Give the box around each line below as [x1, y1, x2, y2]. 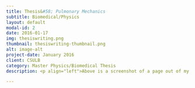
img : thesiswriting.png [6, 36, 64, 41]
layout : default [6, 19, 46, 25]
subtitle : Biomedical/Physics [6, 14, 80, 20]
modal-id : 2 [6, 24, 35, 31]
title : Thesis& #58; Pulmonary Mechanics [6, 8, 106, 15]
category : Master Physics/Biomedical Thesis [6, 62, 116, 69]
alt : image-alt [6, 47, 43, 52]
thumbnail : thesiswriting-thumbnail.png [6, 41, 106, 47]
